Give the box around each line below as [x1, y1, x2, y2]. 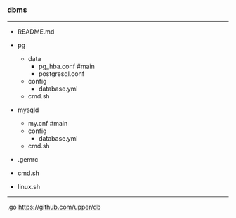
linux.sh [17, 183, 41, 191]
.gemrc [17, 155, 39, 164]
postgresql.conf [38, 70, 85, 78]
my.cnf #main [27, 120, 68, 128]
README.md [17, 27, 55, 36]
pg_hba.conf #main [38, 62, 95, 71]
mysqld [17, 105, 39, 114]
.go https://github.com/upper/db [7, 203, 101, 212]
